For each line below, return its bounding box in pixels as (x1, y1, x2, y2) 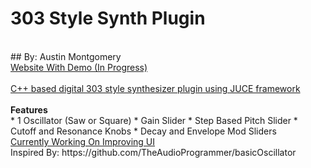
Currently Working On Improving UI (10, 135, 156, 147)
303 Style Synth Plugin (10, 7, 206, 30)
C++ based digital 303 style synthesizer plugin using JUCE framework (10, 82, 301, 94)
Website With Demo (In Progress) (10, 61, 148, 73)
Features (10, 103, 48, 116)
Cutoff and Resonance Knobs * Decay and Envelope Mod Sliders (10, 125, 277, 137)
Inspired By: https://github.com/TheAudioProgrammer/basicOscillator (10, 146, 297, 158)
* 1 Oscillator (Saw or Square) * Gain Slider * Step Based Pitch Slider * (10, 114, 298, 126)
